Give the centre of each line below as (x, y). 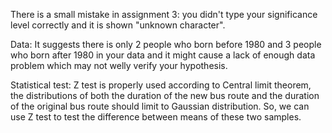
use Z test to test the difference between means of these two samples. (156, 117)
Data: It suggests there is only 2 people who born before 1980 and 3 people (166, 44)
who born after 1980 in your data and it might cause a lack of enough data (163, 55)
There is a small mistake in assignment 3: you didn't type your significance (164, 14)
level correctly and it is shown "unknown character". (118, 25)
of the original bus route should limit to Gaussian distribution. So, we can (160, 106)
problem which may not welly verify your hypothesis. (119, 65)
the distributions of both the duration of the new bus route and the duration (165, 95)
